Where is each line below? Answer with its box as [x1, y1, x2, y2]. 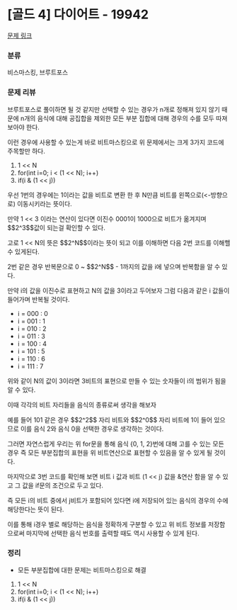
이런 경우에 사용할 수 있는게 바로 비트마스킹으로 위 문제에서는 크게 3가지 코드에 [7, 137, 224, 146]
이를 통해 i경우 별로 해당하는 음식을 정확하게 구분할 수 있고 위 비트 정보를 [7, 520, 207, 529]
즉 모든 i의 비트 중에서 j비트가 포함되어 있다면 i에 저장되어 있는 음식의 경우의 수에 [7, 496, 229, 504]
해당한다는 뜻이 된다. [7, 504, 64, 514]
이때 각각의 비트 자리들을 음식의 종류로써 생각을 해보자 [7, 400, 157, 409]
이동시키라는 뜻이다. [16, 199, 72, 208]
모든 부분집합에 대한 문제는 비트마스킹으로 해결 [17, 565, 146, 574]
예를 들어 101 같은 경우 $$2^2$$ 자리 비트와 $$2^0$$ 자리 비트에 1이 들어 [7, 415, 213, 424]
